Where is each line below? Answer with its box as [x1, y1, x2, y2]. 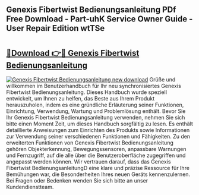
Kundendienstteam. [6, 184, 54, 190]
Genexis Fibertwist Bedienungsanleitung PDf [6, 5, 176, 15]
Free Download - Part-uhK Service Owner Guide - [6, 14, 193, 24]
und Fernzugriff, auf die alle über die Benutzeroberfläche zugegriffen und [6, 152, 186, 159]
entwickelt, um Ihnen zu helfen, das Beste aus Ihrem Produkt [6, 95, 155, 102]
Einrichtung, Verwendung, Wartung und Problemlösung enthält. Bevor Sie [6, 108, 186, 115]
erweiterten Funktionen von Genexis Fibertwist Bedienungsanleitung [6, 139, 173, 146]
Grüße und [149, 76, 176, 83]
